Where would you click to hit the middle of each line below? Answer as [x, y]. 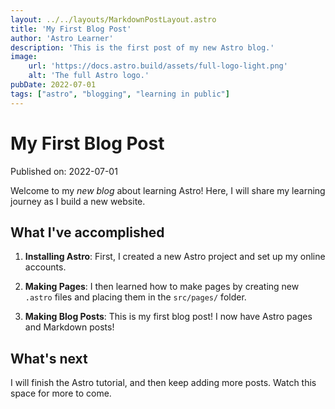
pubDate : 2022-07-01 [53, 85]
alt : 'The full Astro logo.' [89, 76]
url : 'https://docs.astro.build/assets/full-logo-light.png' [158, 66]
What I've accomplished [87, 232]
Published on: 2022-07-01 [64, 171]
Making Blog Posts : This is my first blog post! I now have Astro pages [168, 317]
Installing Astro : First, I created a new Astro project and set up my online [175, 257]
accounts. [45, 267]
